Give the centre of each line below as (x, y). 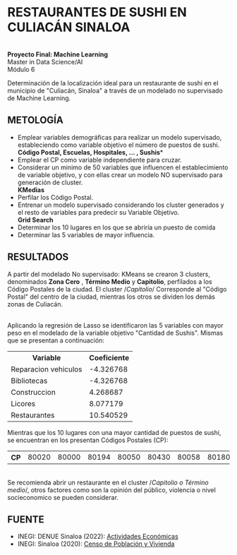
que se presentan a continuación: (56, 340)
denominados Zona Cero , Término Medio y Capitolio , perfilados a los (110, 281)
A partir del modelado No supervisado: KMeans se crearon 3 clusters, (109, 274)
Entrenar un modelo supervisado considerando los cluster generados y (121, 205)
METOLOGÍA (35, 120)
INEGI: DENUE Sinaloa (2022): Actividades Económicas (98, 537)
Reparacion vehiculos (47, 369)
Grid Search (36, 220)
